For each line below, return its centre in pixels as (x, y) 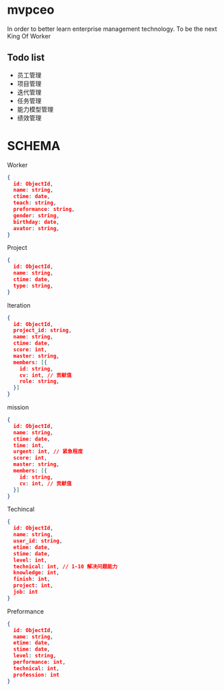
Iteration (19, 305)
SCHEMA (34, 146)
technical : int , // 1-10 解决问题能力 (65, 566)
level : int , (30, 560)
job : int (26, 592)
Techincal (21, 510)
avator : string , (36, 228)
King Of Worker (29, 36)
